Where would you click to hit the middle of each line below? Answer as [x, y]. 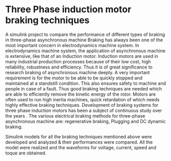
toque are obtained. [26, 153]
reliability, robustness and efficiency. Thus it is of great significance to [79, 67]
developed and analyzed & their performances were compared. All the [79, 142]
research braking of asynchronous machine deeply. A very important [78, 72]
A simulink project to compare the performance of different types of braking [85, 34]
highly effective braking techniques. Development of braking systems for [82, 105]
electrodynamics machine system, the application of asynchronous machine [86, 51]
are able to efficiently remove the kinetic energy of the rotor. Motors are [81, 94]
